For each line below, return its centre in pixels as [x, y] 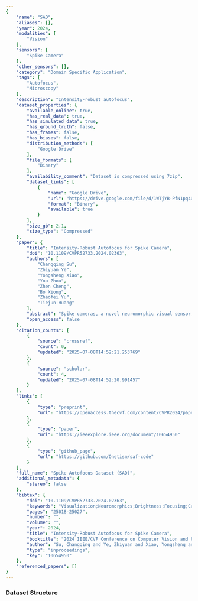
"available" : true [70, 209]
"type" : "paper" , [59, 429]
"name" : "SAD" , [35, 17]
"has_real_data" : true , [56, 116]
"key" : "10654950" [49, 555]
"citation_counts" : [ [43, 330]
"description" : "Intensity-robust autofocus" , [74, 99]
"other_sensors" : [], [43, 66]
